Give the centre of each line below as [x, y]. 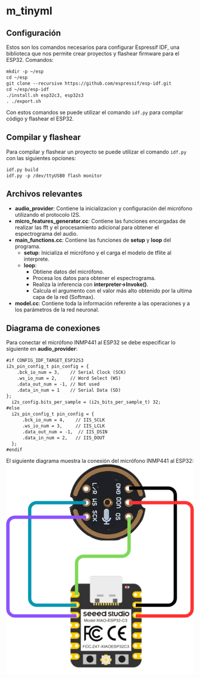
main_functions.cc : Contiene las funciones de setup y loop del [93, 240]
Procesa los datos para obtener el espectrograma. [94, 278]
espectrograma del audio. [46, 233]
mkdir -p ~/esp [25, 71]
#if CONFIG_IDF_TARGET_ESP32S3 [45, 361]
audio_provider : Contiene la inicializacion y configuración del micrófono [103, 208]
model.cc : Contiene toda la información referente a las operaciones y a [102, 303]
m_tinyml [29, 11]
